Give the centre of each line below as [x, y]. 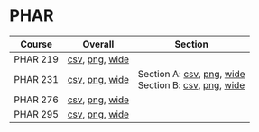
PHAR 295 [36, 114]
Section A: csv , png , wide [191, 74]
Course [36, 44]
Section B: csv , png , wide [191, 84]
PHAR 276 [36, 100]
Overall [98, 44]
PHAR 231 [36, 79]
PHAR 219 [36, 59]
